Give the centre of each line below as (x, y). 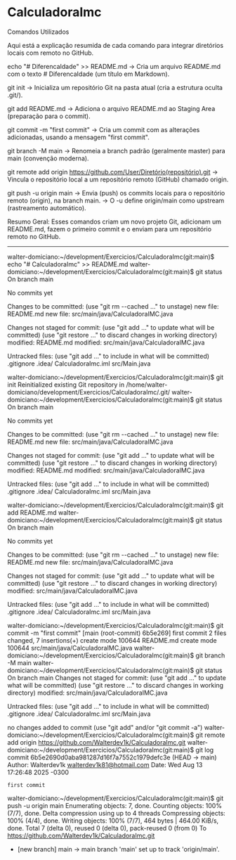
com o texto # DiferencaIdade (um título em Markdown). (88, 74)
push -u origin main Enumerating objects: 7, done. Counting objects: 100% (115, 805)
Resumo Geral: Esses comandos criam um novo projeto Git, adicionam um (114, 222)
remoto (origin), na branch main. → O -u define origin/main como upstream (116, 200)
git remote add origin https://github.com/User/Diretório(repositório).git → (113, 172)
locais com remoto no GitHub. (51, 53)
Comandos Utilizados (38, 32)
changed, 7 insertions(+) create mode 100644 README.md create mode (112, 640)
